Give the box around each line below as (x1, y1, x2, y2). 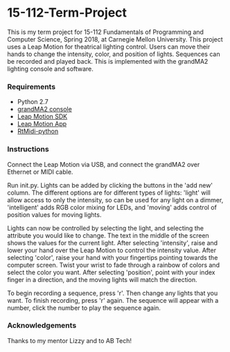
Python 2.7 (17, 98, 48, 106)
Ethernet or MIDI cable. (7, 168, 73, 176)
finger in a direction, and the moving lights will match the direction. (7, 275, 197, 283)
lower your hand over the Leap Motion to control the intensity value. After (7, 246, 217, 254)
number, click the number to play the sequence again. (7, 303, 161, 312)
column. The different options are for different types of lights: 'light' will (7, 188, 211, 197)
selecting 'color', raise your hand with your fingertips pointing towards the (7, 253, 218, 261)
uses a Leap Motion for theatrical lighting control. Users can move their (7, 42, 211, 51)
